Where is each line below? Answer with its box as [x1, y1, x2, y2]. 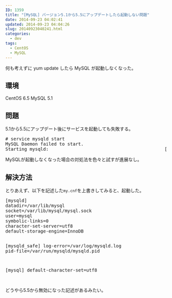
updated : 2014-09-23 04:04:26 [5, 21, 70, 27]
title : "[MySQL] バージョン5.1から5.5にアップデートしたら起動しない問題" [5, 12, 149, 17]
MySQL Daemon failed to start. [5, 141, 84, 147]
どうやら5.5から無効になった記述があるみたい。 [5, 287, 106, 293]
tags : [5, 41, 17, 46]
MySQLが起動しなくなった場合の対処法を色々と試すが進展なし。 [5, 156, 142, 163]
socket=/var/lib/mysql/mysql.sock [5, 208, 92, 214]
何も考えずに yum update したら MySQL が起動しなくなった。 [5, 65, 137, 71]
